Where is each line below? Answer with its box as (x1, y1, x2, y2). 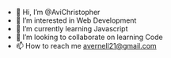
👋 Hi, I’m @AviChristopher (15, 8, 101, 16)
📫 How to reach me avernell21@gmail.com (15, 42, 157, 50)
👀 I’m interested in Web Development (15, 16, 137, 25)
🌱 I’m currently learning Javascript (15, 24, 128, 33)
